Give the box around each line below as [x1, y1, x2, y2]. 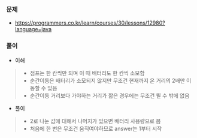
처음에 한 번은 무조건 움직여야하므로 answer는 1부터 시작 [29, 125, 162, 132]
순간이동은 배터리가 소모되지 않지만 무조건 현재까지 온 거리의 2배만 [29, 77, 186, 84]
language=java [14, 26, 52, 33]
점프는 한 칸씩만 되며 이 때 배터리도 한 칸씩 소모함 [29, 69, 145, 76]
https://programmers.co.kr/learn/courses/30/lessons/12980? [14, 19, 166, 26]
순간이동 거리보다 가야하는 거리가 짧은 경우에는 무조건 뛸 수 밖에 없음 [29, 92, 190, 99]
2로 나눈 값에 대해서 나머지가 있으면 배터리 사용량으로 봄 [29, 117, 161, 124]
